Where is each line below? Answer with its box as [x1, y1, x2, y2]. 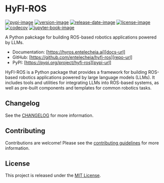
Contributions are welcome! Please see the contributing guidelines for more [5, 139, 159, 146]
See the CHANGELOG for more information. [5, 112, 94, 118]
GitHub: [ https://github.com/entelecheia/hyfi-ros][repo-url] [12, 54, 132, 60]
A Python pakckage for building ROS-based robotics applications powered [5, 34, 157, 40]
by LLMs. [5, 39, 24, 45]
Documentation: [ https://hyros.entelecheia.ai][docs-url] [12, 49, 125, 55]
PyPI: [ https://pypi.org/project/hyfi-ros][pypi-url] [12, 59, 112, 65]
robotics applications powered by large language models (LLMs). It [19, 74, 155, 80]
